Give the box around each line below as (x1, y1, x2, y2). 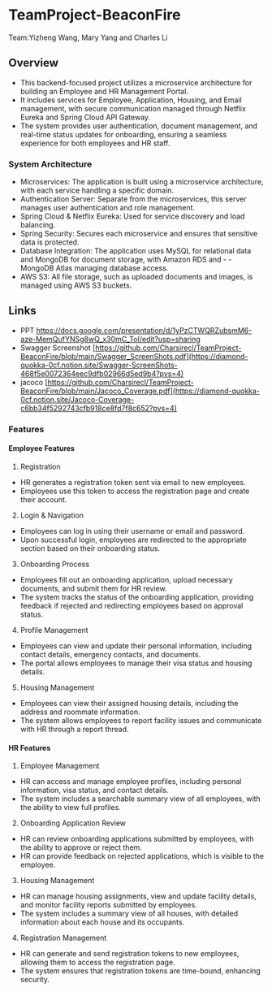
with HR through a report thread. (19, 724, 129, 734)
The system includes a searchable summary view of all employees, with (19, 794, 261, 804)
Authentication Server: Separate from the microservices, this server (19, 194, 247, 204)
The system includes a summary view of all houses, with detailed (19, 908, 239, 919)
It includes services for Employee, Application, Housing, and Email (19, 95, 242, 105)
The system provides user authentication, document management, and (19, 120, 258, 131)
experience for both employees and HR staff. (19, 138, 171, 148)
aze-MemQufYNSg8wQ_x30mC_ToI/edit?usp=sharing (19, 334, 201, 344)
